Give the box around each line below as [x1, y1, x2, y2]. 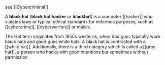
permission [5, 54, 28, 60]
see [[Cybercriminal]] [5, 4, 48, 10]
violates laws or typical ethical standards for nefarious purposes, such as [5, 19, 154, 24]
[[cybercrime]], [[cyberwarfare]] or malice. [5, 24, 92, 30]
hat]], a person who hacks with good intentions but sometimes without [5, 49, 149, 55]
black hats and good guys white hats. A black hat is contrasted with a [5, 39, 146, 44]
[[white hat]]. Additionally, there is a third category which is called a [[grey [5, 44, 156, 49]
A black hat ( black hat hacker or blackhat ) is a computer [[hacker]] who [5, 14, 153, 19]
